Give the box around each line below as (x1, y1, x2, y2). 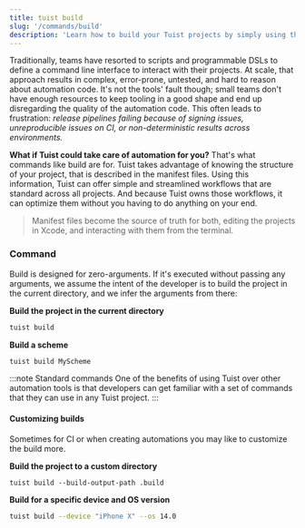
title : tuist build (9, 13, 84, 23)
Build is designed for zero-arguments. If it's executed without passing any (9, 269, 286, 279)
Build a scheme (9, 339, 69, 350)
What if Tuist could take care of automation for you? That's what (9, 150, 256, 161)
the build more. (9, 443, 66, 454)
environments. (9, 132, 64, 143)
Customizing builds (9, 414, 84, 425)
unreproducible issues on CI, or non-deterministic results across (9, 122, 251, 133)
